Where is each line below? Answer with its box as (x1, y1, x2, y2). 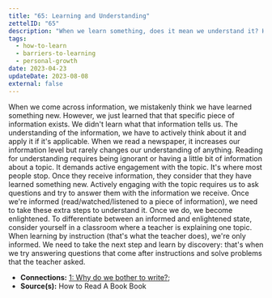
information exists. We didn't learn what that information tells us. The (8, 119, 239, 129)
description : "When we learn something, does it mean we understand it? (8, 27, 259, 35)
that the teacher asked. (8, 257, 86, 266)
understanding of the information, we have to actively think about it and (8, 127, 247, 138)
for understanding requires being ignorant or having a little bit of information (8, 153, 263, 163)
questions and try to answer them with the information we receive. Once (8, 188, 249, 198)
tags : (8, 34, 27, 43)
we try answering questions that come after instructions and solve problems (8, 248, 262, 258)
